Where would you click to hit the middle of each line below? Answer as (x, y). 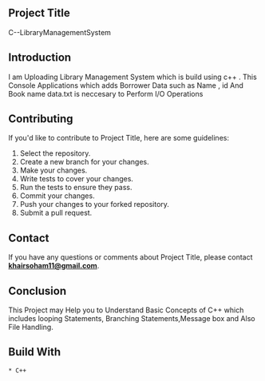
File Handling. (31, 327)
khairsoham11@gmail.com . (54, 266)
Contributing (41, 119)
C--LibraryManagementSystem (60, 32)
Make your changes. (53, 170)
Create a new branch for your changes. (84, 162)
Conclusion (38, 291)
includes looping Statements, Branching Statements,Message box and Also (132, 319)
